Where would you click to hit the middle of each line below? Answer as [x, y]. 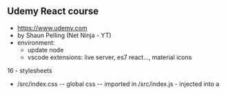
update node [45, 50]
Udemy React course [53, 11]
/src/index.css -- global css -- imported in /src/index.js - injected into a [118, 84]
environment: [36, 42]
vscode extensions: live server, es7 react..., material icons [110, 57]
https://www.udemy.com [52, 28]
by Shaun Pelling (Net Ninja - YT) [64, 35]
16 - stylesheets [30, 70]
